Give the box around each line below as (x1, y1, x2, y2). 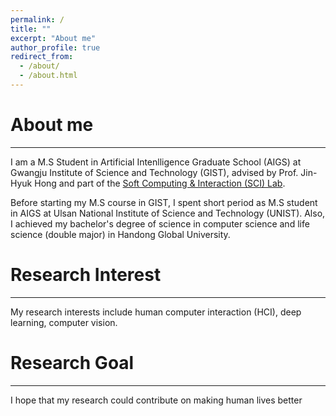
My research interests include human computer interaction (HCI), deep (10, 306, 302, 318)
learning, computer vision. (10, 316, 118, 328)
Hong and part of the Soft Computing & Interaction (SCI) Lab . (34, 177, 286, 189)
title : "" (10, 24, 52, 34)
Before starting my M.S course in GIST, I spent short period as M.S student (10, 196, 318, 208)
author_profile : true (10, 42, 101, 53)
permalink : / (10, 14, 65, 25)
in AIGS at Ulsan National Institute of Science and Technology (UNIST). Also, (10, 207, 326, 219)
